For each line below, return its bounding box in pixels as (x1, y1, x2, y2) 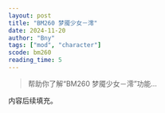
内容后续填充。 (8, 95, 57, 105)
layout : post (8, 11, 52, 20)
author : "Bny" (8, 33, 56, 42)
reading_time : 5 (8, 56, 62, 64)
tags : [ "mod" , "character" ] (8, 41, 102, 49)
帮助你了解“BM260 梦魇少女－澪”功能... (27, 79, 158, 88)
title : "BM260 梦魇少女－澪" (8, 19, 98, 27)
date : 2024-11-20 (8, 26, 66, 34)
